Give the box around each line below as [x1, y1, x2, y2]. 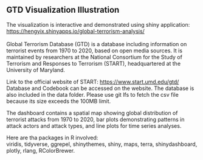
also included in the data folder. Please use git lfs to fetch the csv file [6, 91, 179, 98]
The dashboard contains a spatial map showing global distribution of [6, 109, 178, 116]
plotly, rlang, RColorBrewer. [6, 147, 75, 154]
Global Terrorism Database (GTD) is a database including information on [6, 40, 187, 47]
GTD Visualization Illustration [6, 5, 120, 15]
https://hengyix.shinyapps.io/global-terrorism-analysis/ [6, 27, 145, 35]
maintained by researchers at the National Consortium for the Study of [6, 53, 182, 60]
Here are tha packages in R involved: [6, 134, 98, 141]
